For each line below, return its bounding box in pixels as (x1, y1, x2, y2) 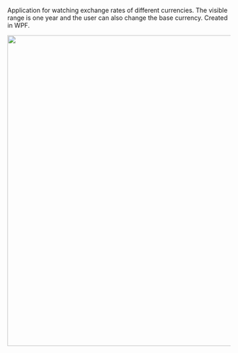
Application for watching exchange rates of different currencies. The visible (7, 6, 228, 14)
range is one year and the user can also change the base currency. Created (7, 13, 228, 22)
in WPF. (7, 21, 30, 29)
